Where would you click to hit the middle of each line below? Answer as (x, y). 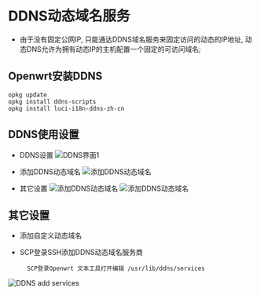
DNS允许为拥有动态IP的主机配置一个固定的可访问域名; (114, 49)
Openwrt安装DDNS (55, 76)
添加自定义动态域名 (51, 235)
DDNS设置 (36, 155)
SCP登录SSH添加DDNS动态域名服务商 (81, 253)
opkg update (27, 95)
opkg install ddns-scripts (52, 102)
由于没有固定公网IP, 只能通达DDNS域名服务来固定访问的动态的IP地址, (131, 39)
